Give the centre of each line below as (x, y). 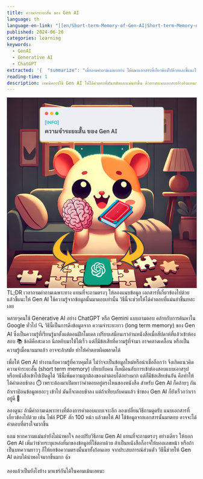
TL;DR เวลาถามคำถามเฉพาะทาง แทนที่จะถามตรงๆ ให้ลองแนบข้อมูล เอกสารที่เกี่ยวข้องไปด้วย (98, 293)
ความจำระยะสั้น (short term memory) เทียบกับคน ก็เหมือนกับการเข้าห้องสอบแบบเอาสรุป (98, 369)
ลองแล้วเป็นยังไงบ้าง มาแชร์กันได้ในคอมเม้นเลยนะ (56, 471)
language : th (23, 19)
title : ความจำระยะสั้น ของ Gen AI (43, 13)
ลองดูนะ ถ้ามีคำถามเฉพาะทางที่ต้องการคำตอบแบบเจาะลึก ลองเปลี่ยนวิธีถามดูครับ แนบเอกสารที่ (98, 411)
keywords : (19, 45)
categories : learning (34, 38)
